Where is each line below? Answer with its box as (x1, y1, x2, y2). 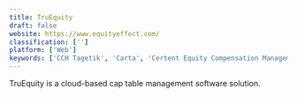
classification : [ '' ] (9, 37, 89, 47)
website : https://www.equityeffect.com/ (9, 29, 161, 38)
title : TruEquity (9, 12, 73, 22)
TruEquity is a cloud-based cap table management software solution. (9, 78, 261, 88)
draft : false (9, 21, 57, 30)
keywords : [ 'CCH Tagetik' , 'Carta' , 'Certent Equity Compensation (9, 54, 259, 63)
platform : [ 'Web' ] (9, 46, 77, 55)
